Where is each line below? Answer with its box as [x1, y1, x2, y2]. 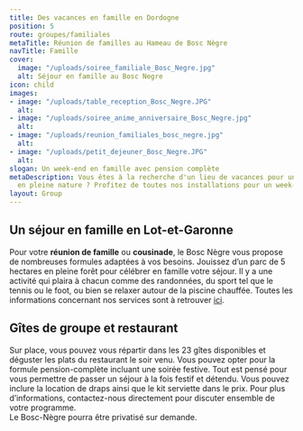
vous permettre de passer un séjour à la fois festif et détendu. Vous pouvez [9, 373, 290, 384]
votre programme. [9, 402, 77, 413]
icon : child [9, 80, 54, 89]
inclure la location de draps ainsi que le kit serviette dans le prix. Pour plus [9, 382, 286, 393]
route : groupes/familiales [9, 30, 111, 39]
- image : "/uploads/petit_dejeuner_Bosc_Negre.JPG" [9, 147, 207, 156]
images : [9, 88, 39, 97]
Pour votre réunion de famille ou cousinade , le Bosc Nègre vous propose [9, 246, 284, 257]
